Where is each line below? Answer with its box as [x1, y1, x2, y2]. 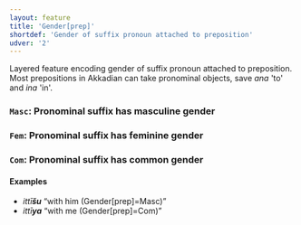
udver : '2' [9, 38, 51, 48]
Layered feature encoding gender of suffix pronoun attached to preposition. [9, 63, 293, 74]
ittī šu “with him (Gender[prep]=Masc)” [22, 196, 167, 207]
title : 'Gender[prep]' [9, 22, 95, 31]
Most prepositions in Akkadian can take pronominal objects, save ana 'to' [9, 73, 284, 84]
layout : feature [9, 13, 71, 23]
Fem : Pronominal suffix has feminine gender [9, 129, 204, 142]
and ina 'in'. [9, 82, 53, 93]
